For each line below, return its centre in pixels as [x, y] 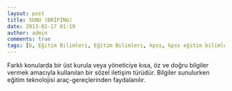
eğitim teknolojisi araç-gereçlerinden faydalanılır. [77, 80]
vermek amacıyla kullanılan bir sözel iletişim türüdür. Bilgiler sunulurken [108, 72]
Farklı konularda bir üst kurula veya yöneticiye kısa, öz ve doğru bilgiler [108, 65]
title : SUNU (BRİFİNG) [40, 20]
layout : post [26, 13]
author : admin [28, 33]
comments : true [29, 39]
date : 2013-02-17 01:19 [41, 26]
